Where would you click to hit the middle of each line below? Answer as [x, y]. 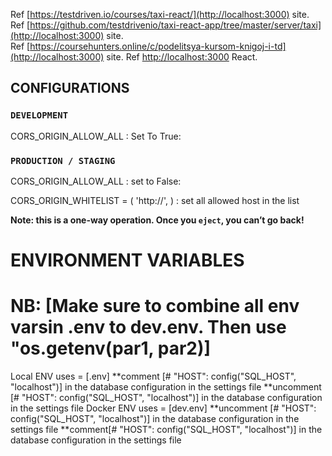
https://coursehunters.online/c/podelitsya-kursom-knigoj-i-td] [158, 46]
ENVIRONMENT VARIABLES [127, 260]
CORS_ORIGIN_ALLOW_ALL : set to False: [96, 181]
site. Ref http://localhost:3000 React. [182, 57]
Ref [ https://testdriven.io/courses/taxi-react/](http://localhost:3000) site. [160, 14]
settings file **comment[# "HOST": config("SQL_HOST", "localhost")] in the [166, 430]
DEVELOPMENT [39, 115]
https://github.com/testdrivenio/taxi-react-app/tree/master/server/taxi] [175, 25]
